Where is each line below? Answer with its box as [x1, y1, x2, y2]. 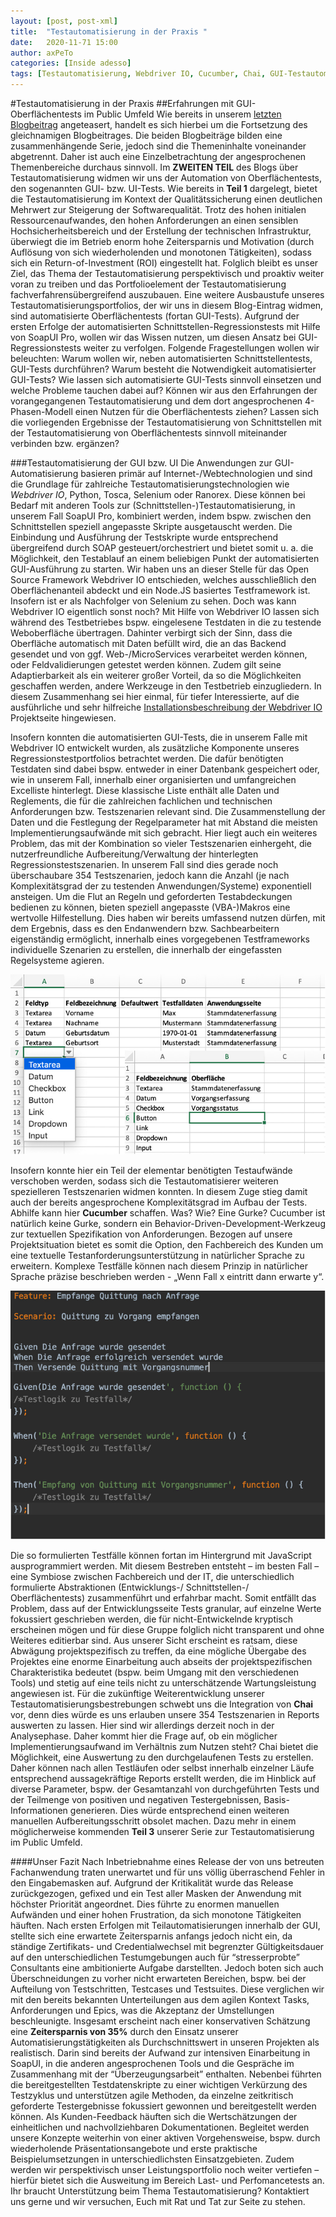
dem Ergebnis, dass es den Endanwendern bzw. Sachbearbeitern [10, 923, 280, 934]
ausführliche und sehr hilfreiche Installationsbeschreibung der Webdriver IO [10, 701, 323, 713]
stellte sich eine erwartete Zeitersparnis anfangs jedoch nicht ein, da [10, 1930, 293, 1942]
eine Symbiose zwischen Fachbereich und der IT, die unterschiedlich [10, 1570, 295, 1582]
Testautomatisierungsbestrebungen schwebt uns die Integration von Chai [10, 1698, 314, 1710]
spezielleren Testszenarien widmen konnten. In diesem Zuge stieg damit [10, 1185, 308, 1197]
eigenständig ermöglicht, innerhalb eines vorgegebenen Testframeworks [10, 933, 310, 945]
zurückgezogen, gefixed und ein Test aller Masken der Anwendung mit [10, 1887, 302, 1899]
